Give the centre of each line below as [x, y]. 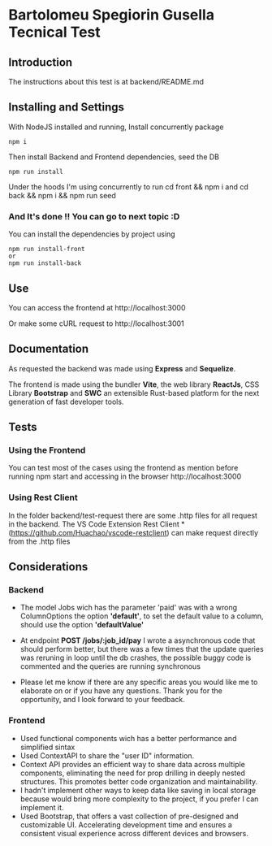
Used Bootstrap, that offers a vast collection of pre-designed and [129, 816]
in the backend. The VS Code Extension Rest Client [94, 524]
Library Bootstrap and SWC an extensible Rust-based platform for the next [134, 393]
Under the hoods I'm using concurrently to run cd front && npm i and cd [129, 187]
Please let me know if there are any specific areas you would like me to [139, 682]
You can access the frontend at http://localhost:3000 [97, 307]
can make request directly [214, 532]
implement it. [42, 807]
